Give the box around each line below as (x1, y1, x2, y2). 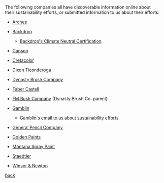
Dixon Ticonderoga (12, 67, 51, 73)
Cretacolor (12, 57, 34, 63)
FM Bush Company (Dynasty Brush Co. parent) (12, 96, 108, 101)
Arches (12, 19, 27, 25)
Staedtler (12, 153, 31, 159)
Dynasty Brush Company (12, 77, 63, 82)
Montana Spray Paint (12, 143, 55, 149)
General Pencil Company (12, 125, 63, 130)
